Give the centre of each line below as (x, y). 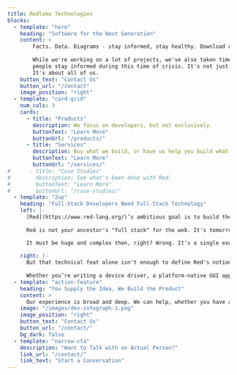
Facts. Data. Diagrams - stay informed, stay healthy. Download (129, 47)
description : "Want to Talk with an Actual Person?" (99, 348)
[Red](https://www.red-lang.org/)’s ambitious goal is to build (122, 217)
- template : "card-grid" (50, 99)
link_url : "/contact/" (53, 354)
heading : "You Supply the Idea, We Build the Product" (102, 289)
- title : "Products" (56, 118)
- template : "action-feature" (58, 282)
